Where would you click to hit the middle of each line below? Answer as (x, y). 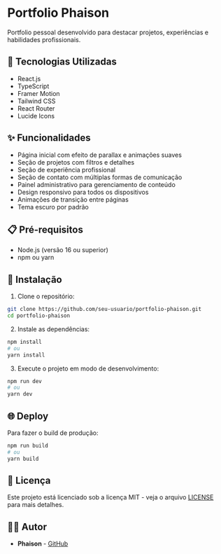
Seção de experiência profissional (66, 169)
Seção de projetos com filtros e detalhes (76, 162)
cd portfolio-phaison (39, 316)
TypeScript (33, 86)
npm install (24, 342)
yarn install (26, 355)
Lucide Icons (36, 116)
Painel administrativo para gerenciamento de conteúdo (97, 184)
